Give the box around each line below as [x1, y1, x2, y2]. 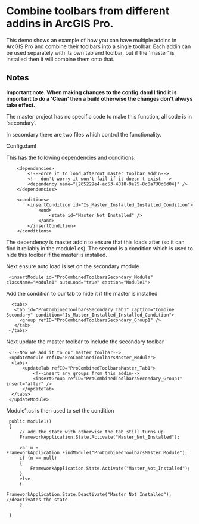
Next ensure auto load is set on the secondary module [6, 262, 139, 269]
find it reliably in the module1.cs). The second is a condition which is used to [6, 244, 194, 252]
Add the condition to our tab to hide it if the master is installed [6, 290, 158, 297]
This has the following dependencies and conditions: [6, 154, 136, 161]
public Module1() [8, 418, 52, 424]
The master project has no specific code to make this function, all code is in [6, 113, 192, 120]
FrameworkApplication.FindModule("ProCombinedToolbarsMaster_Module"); [6, 449, 188, 455]
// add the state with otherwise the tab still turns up [19, 429, 164, 435]
